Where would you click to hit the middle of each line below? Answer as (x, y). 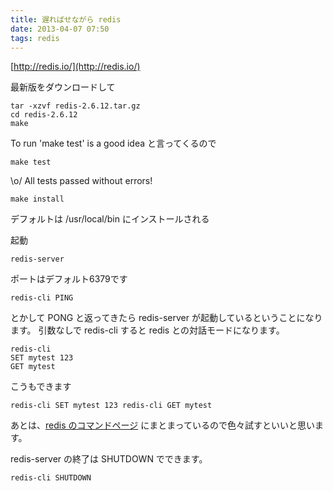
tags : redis (35, 38)
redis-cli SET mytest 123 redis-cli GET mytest (111, 406)
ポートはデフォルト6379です (69, 279)
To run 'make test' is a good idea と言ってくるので (113, 143)
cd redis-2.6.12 (44, 115)
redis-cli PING (42, 298)
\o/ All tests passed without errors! (81, 181)
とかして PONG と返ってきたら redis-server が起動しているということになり (166, 318)
